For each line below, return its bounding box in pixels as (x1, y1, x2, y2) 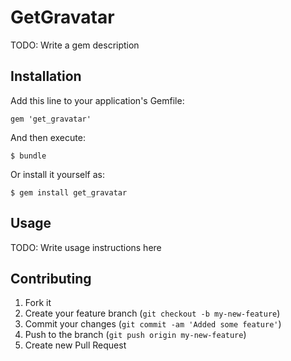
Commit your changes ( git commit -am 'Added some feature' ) (24, 318, 282, 330)
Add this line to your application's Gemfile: (10, 94, 185, 106)
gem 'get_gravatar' (10, 114, 92, 124)
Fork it (24, 297, 52, 309)
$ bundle (10, 151, 47, 161)
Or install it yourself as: (10, 168, 105, 180)
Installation (10, 68, 82, 85)
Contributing (10, 270, 92, 287)
